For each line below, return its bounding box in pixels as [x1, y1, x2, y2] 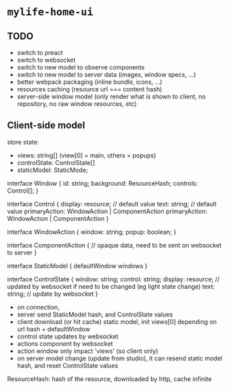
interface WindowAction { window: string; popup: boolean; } [7, 228, 177, 236]
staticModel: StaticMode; [16, 166, 88, 174]
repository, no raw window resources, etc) [16, 100, 137, 108]
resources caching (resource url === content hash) [16, 85, 162, 93]
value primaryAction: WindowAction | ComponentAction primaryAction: [7, 207, 208, 215]
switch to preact [16, 49, 63, 56]
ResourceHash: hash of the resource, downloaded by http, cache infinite [7, 374, 213, 383]
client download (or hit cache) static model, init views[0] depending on [16, 317, 217, 325]
